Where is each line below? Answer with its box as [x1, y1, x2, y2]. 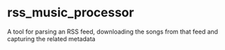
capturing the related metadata [7, 34, 96, 42]
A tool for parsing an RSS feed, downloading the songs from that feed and [7, 27, 218, 36]
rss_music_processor [7, 5, 134, 21]
